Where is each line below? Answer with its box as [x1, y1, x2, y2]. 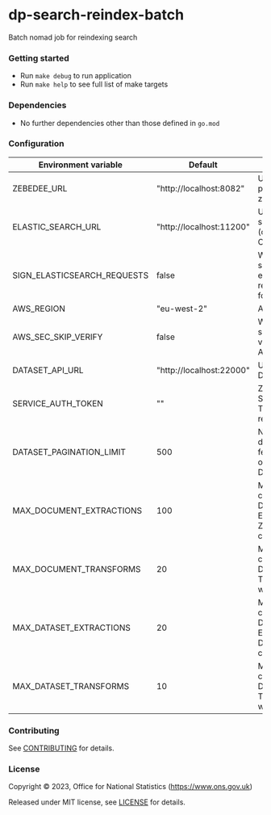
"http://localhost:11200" [156, 221, 250, 232]
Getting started [8, 53, 70, 64]
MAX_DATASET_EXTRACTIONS [12, 622, 131, 633]
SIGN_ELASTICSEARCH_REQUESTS [12, 269, 149, 280]
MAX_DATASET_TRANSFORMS [12, 680, 130, 691]
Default [188, 159, 218, 170]
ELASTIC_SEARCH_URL [12, 221, 102, 232]
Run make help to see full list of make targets [19, 79, 169, 90]
